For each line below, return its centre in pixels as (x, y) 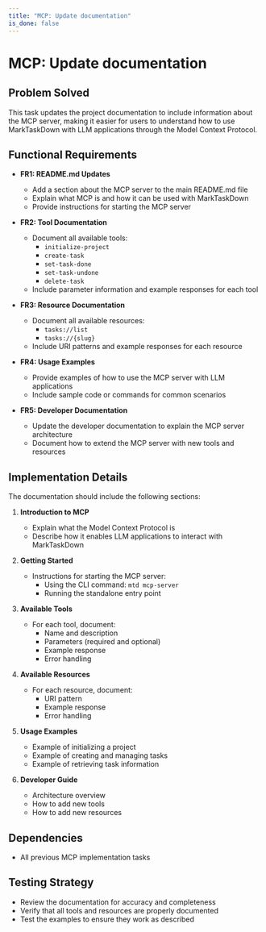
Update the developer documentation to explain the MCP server (138, 426)
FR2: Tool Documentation (63, 223)
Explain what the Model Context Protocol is (104, 528)
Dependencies (46, 838)
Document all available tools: (80, 238)
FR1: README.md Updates (65, 174)
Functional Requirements (73, 154)
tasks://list (66, 330)
